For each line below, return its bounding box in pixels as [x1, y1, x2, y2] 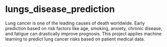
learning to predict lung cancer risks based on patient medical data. [5, 36, 145, 42]
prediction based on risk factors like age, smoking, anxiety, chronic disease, [5, 25, 162, 31]
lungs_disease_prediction [5, 3, 115, 15]
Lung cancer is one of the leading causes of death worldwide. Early [5, 20, 145, 26]
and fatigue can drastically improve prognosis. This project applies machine [5, 30, 162, 36]
